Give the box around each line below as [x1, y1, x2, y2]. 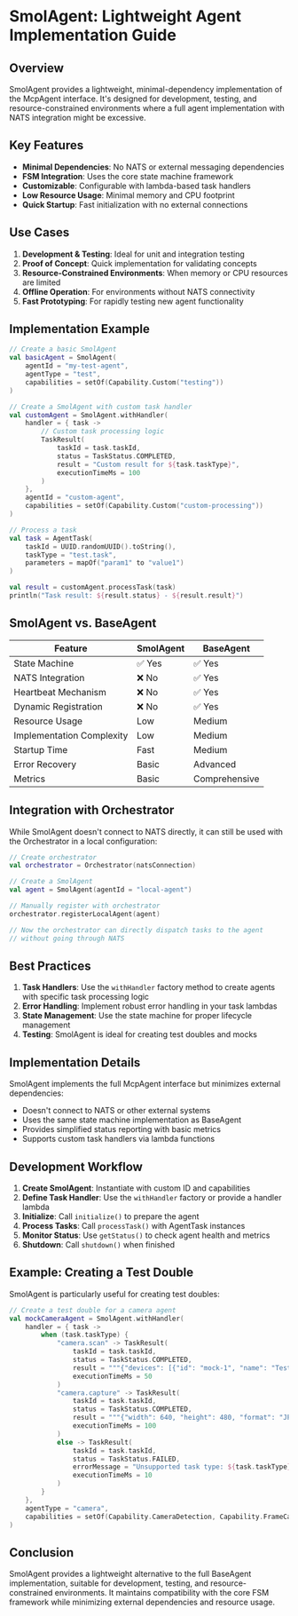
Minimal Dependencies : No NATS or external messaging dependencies [21, 162, 285, 172]
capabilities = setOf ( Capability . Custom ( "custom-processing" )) [25, 502, 264, 511]
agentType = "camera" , [25, 1503, 109, 1513]
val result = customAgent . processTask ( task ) [9, 583, 176, 592]
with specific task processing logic [21, 992, 149, 1002]
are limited [21, 277, 61, 288]
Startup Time [13, 743, 68, 756]
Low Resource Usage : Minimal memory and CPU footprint [21, 189, 235, 201]
